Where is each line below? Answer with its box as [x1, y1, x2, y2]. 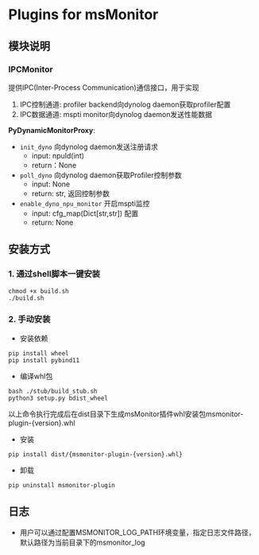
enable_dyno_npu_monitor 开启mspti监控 [19, 198, 150, 208]
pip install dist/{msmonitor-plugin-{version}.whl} [8, 450, 183, 459]
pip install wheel [8, 349, 69, 358]
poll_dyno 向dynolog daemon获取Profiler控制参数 [19, 170, 182, 180]
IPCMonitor [8, 64, 53, 75]
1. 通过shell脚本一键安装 [8, 268, 101, 279]
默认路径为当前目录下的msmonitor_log [19, 537, 145, 547]
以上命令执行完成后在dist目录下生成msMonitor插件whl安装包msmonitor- [8, 408, 244, 419]
